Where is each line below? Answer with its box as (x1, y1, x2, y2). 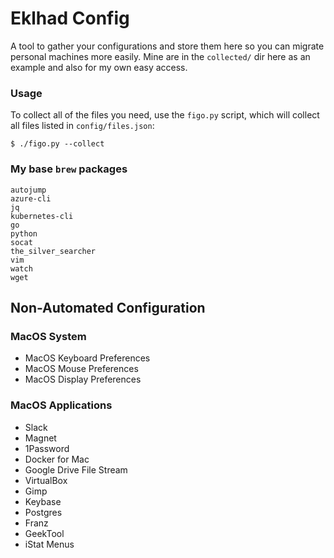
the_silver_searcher (10, 246, 97, 256)
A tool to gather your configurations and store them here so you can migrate (10, 40, 325, 52)
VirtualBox (24, 474, 68, 486)
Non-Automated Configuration (10, 299, 206, 316)
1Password (24, 442, 70, 454)
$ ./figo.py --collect (10, 139, 105, 149)
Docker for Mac (24, 453, 90, 465)
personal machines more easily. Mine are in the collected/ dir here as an (10, 50, 311, 62)
